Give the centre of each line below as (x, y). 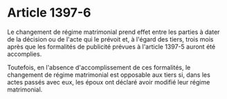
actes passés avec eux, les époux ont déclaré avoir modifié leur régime (109, 82)
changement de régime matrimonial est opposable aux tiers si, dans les (109, 75)
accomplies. (25, 54)
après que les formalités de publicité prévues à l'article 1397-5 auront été (111, 46)
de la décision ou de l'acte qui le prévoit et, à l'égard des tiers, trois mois (110, 39)
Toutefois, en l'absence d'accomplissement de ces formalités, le (99, 67)
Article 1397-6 (49, 13)
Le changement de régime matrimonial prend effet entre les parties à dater (113, 32)
